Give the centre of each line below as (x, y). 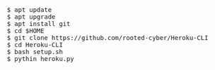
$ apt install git (39, 24)
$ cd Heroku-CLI (35, 45)
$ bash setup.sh (35, 52)
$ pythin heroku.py (41, 59)
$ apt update (29, 10)
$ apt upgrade (31, 17)
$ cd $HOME (25, 31)
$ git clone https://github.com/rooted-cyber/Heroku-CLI (107, 38)
